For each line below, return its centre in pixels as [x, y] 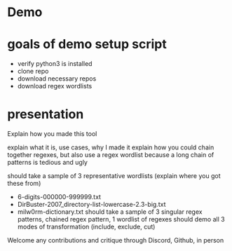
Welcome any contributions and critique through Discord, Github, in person [116, 240]
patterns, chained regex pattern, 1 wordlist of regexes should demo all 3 [121, 219]
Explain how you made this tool [52, 134]
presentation [46, 115]
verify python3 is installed [55, 64]
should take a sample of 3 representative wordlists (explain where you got [114, 176]
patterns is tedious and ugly [47, 163]
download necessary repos [57, 79]
